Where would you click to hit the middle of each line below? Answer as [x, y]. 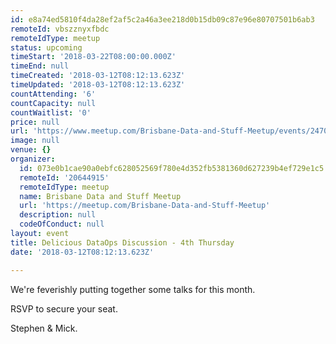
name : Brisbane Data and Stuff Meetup [100, 196]
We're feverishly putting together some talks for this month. [133, 289]
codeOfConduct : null [62, 224]
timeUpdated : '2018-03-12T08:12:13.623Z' [98, 85]
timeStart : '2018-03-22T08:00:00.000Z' [93, 57]
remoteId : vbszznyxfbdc [60, 29]
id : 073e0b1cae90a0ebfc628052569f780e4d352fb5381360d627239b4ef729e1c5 [172, 168]
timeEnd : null [40, 66]
